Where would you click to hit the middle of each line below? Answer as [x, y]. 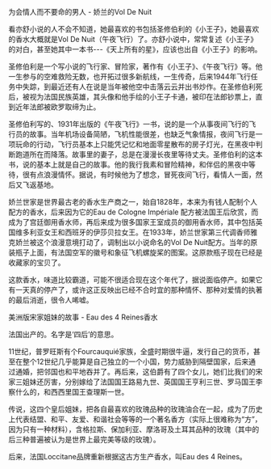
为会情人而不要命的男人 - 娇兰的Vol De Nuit [80, 12]
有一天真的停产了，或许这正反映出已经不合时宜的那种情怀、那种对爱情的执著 [135, 290]
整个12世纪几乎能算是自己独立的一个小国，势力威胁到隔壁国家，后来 [135, 361]
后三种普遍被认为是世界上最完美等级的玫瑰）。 [84, 439]
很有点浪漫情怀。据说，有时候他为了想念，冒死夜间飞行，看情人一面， [139, 175]
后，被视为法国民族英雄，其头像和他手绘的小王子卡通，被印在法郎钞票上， [132, 97]
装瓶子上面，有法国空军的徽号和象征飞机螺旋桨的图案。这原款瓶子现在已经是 [135, 252]
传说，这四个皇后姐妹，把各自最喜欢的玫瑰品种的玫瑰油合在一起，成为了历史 [135, 409]
